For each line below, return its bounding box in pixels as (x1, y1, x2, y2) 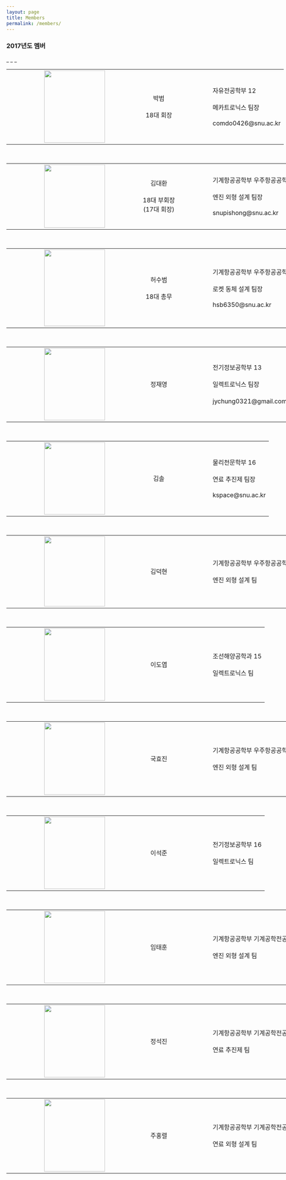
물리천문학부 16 (213, 458, 257, 467)
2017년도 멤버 (6, 42, 46, 50)
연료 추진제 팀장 (213, 475, 255, 484)
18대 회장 (145, 111, 172, 119)
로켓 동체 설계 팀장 (213, 284, 263, 293)
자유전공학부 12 (213, 86, 257, 95)
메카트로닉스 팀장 (213, 104, 260, 112)
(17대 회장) (143, 205, 175, 214)
